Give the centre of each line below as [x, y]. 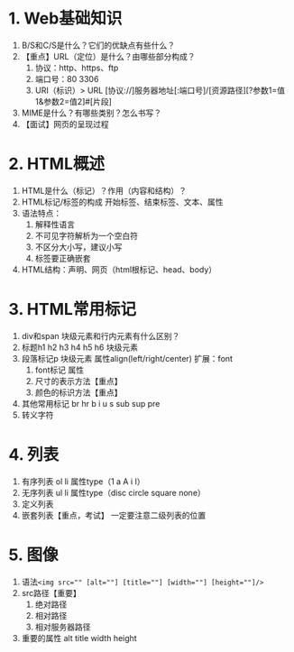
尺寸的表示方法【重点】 [78, 381]
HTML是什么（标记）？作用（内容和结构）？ [104, 190]
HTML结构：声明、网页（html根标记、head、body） [119, 269]
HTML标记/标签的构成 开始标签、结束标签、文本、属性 [122, 202]
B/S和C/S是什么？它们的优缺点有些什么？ [98, 45]
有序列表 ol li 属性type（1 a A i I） [83, 481]
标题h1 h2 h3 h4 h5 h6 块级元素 [80, 347]
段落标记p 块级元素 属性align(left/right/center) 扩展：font [127, 358]
